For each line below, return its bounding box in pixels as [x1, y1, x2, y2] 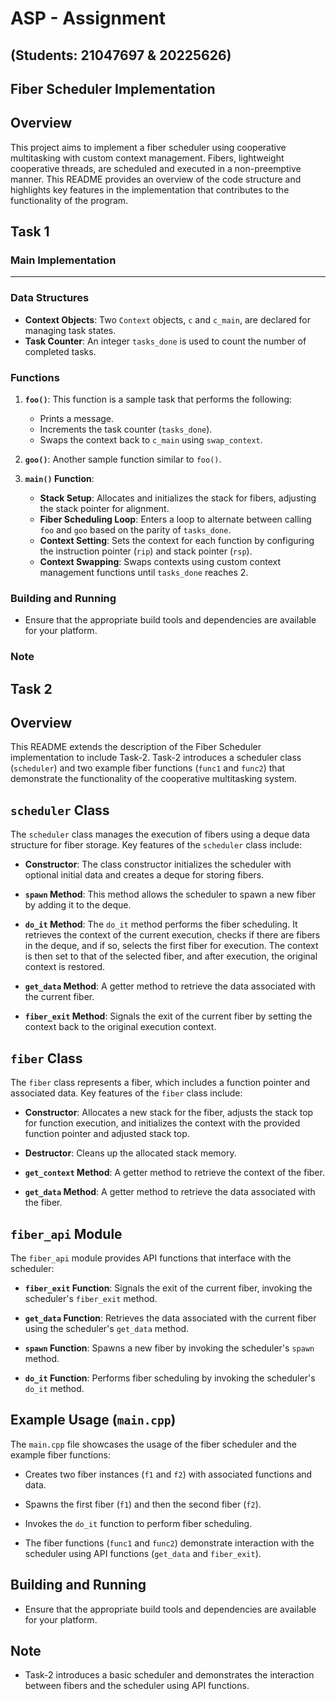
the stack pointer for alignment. [39, 503, 170, 515]
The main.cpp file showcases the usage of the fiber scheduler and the [10, 1438, 297, 1450]
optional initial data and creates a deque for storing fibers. [24, 869, 265, 881]
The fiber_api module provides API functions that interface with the [10, 1252, 292, 1264]
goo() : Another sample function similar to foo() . [24, 453, 222, 466]
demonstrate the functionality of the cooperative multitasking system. [10, 773, 298, 785]
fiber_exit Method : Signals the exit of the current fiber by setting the [24, 1010, 313, 1022]
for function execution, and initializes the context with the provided [24, 1117, 301, 1129]
